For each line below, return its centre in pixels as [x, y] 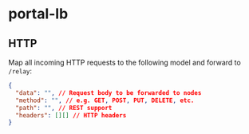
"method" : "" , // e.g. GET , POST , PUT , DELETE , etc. [105, 100]
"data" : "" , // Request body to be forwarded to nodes [109, 93]
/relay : [20, 71]
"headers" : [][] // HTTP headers [71, 115]
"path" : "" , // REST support [64, 108]
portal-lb [38, 14]
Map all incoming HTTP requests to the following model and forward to [125, 62]
